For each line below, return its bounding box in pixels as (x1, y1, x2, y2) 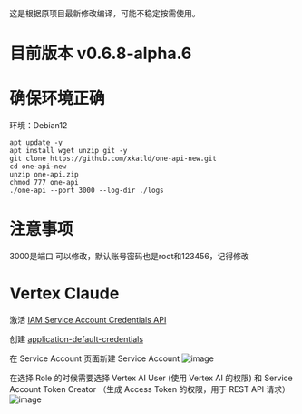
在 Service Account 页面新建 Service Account (9, 353, 180, 364)
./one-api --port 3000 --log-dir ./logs (9, 186, 165, 196)
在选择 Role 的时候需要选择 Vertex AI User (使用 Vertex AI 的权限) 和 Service (9, 372, 293, 383)
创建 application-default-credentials (9, 334, 143, 344)
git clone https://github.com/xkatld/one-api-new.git (9, 154, 218, 164)
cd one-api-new (9, 162, 67, 171)
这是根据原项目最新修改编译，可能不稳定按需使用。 (9, 8, 200, 18)
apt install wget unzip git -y (9, 146, 128, 156)
